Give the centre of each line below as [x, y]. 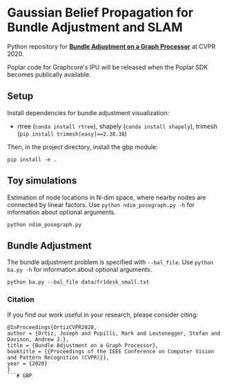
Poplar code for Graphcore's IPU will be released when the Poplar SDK [108, 67]
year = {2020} [28, 364]
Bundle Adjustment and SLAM [95, 27]
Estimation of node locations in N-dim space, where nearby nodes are [107, 197]
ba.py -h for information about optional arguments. [80, 270]
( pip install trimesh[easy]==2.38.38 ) [72, 133]
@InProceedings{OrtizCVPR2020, [52, 327]
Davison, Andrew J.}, [38, 339]
